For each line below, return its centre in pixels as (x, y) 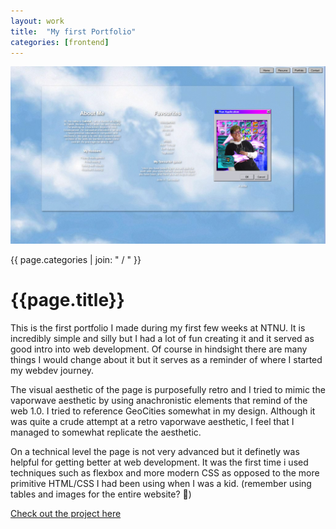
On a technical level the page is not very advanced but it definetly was (155, 451)
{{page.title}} (67, 300)
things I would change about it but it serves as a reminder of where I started (166, 359)
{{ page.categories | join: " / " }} (76, 259)
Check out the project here (66, 513)
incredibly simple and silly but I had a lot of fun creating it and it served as (162, 338)
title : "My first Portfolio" (73, 31)
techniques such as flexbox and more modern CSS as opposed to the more (165, 472)
